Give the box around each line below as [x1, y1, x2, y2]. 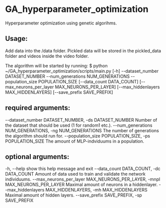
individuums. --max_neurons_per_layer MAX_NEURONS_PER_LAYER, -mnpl [5, 176, 161, 183]
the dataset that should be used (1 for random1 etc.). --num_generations [5, 122, 153, 128]
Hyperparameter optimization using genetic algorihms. [5, 20, 117, 26]
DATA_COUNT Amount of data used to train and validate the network [5, 171, 146, 177]
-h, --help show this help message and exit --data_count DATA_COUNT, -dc [5, 166, 161, 172]
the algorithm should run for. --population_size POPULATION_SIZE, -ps [5, 133, 151, 139]
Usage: [5, 34, 28, 43]
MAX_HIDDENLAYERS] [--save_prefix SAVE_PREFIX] [5, 89, 113, 95]
